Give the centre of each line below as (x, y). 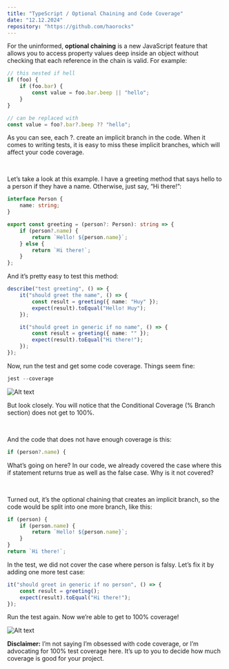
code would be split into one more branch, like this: (80, 507)
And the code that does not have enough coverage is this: (89, 439)
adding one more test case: (46, 572)
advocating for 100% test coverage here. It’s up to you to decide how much (114, 651)
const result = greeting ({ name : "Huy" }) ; (95, 301)
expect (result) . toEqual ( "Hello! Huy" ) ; (89, 308)
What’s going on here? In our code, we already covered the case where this (114, 465)
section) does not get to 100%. (51, 413)
